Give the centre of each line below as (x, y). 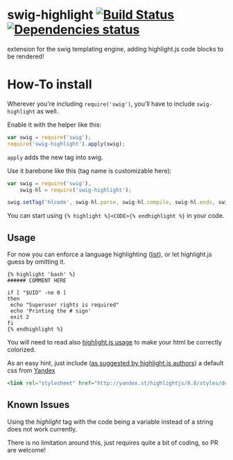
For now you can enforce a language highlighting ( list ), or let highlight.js (110, 255)
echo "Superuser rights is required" (64, 305)
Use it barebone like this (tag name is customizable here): (89, 170)
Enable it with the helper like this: (54, 125)
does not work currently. (42, 429)
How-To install (50, 85)
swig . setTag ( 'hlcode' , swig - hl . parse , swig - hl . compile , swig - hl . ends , (111, 203)
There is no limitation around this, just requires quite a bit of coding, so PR (113, 443)
